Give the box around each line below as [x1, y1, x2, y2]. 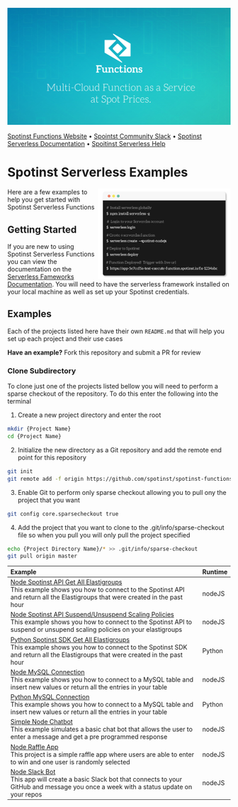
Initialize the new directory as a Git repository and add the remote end [17, 445, 222, 454]
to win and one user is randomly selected [10, 757, 130, 766]
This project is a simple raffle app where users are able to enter [10, 750, 195, 759]
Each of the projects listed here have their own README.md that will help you [7, 327, 225, 335]
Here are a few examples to [7, 188, 88, 196]
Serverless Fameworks [7, 272, 74, 281]
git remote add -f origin [7, 475, 84, 482]
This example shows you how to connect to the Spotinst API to [10, 618, 193, 626]
